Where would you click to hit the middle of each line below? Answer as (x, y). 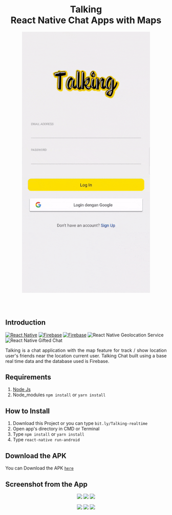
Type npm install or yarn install (48, 434)
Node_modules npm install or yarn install (59, 395)
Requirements (28, 377)
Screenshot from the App (47, 484)
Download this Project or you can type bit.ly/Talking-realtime (80, 423)
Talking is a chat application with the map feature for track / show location (86, 350)
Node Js (21, 390)
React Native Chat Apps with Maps (86, 20)
